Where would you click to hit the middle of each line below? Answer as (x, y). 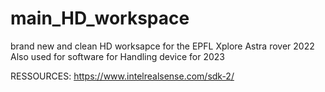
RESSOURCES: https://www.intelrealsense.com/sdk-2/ (122, 76)
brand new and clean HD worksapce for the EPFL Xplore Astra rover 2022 (162, 46)
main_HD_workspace (100, 18)
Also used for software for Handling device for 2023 (118, 56)
